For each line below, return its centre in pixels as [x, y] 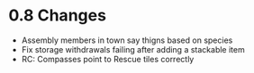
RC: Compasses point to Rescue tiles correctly [108, 59]
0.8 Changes [58, 16]
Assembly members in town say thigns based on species [127, 40]
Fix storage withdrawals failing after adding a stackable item [133, 49]
